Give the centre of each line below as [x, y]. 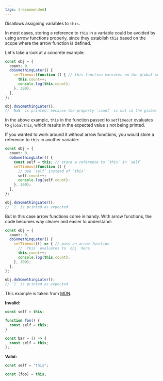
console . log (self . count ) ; [44, 180]
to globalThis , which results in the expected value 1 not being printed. [75, 125]
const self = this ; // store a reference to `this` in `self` [78, 162]
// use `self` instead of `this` [52, 171]
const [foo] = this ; [26, 374]
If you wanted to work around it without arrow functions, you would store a [80, 134]
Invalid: [13, 303]
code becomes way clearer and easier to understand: [58, 221]
